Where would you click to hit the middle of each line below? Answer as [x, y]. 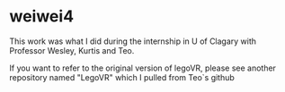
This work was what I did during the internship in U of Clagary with [133, 41]
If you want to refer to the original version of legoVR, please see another [143, 68]
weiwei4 [42, 17]
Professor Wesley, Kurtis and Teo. [72, 50]
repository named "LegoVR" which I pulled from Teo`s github [122, 77]
